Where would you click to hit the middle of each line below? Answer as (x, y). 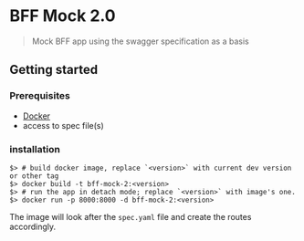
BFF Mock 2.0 (63, 16)
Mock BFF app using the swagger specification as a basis (140, 41)
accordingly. (33, 226)
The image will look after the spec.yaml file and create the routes (131, 216)
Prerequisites (40, 96)
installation (35, 149)
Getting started (54, 70)
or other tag (34, 176)
